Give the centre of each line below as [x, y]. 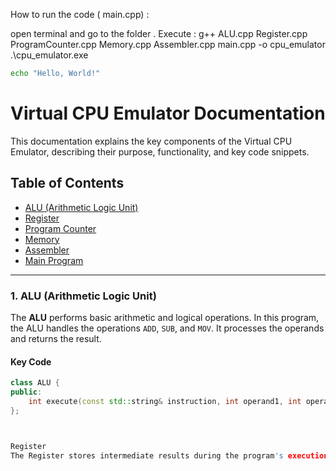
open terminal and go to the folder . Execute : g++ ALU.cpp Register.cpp [159, 33]
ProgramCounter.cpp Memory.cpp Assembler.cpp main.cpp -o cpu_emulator [168, 44]
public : [26, 392]
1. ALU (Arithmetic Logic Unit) [83, 296]
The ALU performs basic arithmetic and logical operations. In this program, [165, 317]
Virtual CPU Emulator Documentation [168, 113]
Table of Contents [67, 183]
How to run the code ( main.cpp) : [80, 14]
